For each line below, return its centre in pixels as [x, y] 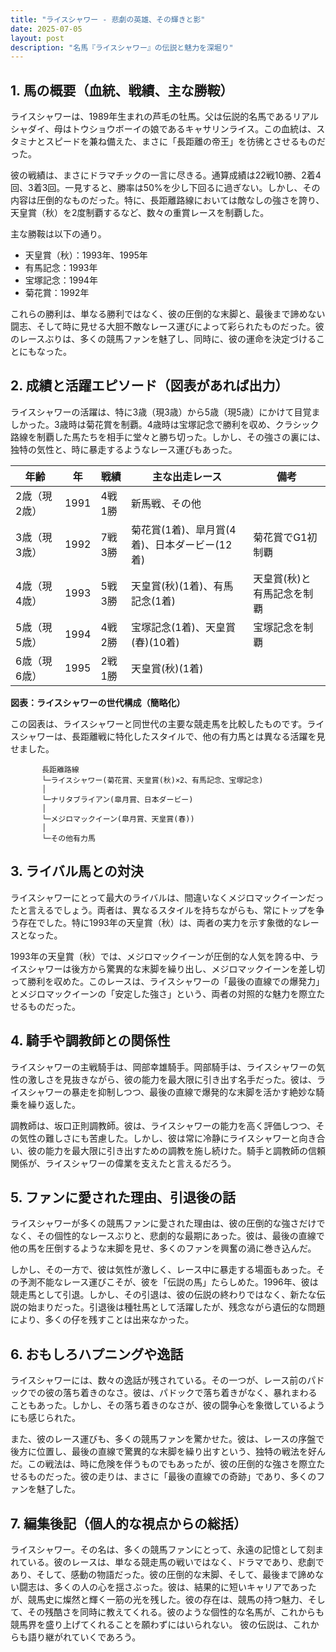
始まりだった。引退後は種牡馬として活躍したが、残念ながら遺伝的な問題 [176, 1307]
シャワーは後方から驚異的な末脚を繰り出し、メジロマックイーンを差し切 [176, 968]
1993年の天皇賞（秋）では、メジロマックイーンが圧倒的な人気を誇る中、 [160, 956]
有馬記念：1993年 [61, 268]
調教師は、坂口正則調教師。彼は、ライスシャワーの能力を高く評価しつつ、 [163, 1125]
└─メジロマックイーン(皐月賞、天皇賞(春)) [118, 819]
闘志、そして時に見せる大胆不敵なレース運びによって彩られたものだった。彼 [167, 327]
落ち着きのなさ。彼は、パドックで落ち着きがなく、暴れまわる [190, 1393]
